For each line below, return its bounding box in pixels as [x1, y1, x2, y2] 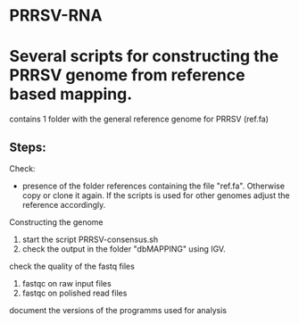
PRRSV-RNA [9, 5, 103, 26]
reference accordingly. [21, 199, 106, 210]
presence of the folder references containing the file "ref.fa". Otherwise [21, 180, 286, 191]
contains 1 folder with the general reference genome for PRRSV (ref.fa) [9, 113, 270, 125]
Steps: [9, 139, 46, 154]
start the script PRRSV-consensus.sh [21, 234, 159, 245]
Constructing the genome [9, 216, 104, 228]
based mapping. [9, 84, 132, 104]
